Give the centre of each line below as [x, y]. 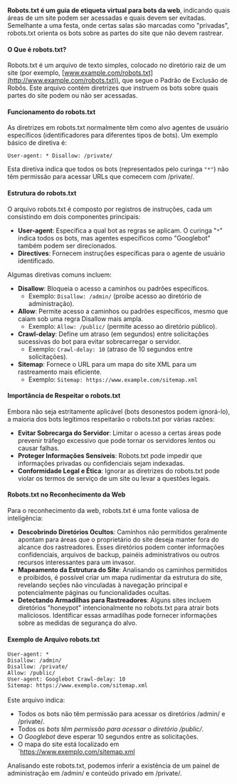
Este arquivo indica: [36, 700]
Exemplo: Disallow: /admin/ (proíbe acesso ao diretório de [115, 296]
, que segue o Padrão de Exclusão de [173, 81]
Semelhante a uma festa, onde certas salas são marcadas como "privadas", [118, 25]
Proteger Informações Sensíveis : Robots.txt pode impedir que [110, 455]
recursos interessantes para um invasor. [77, 562]
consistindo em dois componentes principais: [74, 216]
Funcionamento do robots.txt [52, 112]
